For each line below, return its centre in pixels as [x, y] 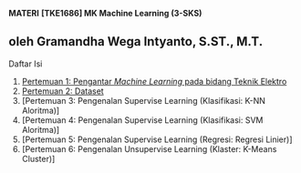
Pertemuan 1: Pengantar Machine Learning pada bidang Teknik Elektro [154, 81]
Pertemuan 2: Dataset [62, 91]
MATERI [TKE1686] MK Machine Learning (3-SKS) [105, 13]
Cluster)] [38, 158]
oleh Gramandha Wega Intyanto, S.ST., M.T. [136, 41]
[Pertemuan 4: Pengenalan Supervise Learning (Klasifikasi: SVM [142, 120]
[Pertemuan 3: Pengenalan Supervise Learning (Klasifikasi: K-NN [143, 100]
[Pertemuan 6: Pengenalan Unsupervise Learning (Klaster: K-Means [149, 148]
